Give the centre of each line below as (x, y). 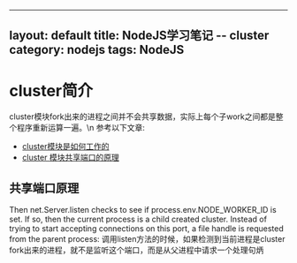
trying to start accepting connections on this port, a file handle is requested (147, 229)
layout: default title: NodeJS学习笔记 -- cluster (139, 36)
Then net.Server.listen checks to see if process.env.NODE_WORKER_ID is (143, 210)
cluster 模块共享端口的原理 (70, 158)
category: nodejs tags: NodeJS (97, 50)
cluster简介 (51, 90)
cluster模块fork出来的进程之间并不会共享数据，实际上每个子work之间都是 (143, 116)
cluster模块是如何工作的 (65, 147)
